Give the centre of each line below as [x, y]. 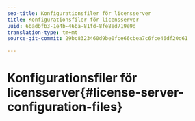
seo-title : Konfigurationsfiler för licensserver [79, 13]
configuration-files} [65, 107]
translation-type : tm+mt [42, 32]
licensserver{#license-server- [96, 93]
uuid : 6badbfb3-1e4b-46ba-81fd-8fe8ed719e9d [71, 26]
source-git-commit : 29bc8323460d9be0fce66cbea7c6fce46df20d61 [97, 39]
